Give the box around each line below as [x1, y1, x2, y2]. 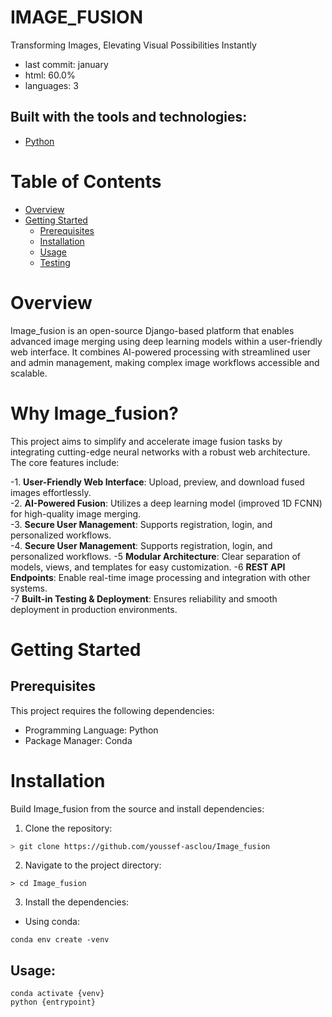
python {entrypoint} [10, 997, 97, 1008]
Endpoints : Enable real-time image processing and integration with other [10, 571, 311, 583]
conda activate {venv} [10, 989, 105, 999]
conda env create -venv [10, 935, 110, 945]
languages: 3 [24, 79, 79, 91]
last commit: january [24, 58, 109, 70]
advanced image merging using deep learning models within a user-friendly [10, 335, 323, 347]
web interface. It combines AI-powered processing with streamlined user [10, 346, 312, 358]
